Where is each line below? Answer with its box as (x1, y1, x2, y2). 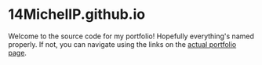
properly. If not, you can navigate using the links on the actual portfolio (8, 39, 237, 49)
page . (8, 48, 27, 57)
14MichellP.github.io (8, 5, 146, 23)
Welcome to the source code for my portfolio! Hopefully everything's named (8, 31, 255, 41)
